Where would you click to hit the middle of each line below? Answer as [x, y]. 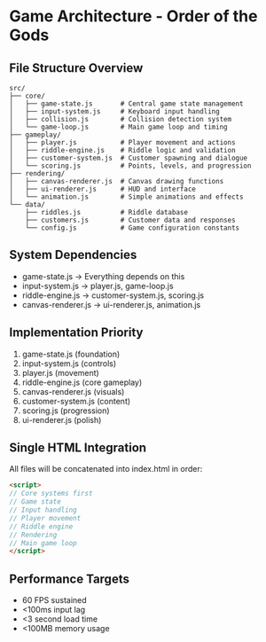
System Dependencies [73, 255]
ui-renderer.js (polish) [62, 419]
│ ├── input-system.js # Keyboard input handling [114, 112]
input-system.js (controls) [69, 363]
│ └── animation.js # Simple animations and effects [126, 197]
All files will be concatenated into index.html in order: [106, 469]
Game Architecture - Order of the [133, 16]
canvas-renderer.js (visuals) [73, 391]
